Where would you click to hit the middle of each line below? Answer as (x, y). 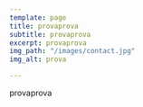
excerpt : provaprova (48, 43)
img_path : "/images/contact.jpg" (72, 51)
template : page (38, 18)
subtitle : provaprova (50, 34)
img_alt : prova (38, 59)
